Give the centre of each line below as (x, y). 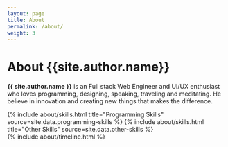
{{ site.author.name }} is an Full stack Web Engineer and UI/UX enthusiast (114, 87)
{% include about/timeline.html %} (56, 137)
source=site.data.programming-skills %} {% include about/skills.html (106, 122)
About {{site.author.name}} (89, 67)
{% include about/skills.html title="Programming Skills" (86, 114)
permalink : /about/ (35, 26)
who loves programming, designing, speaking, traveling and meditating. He (114, 94)
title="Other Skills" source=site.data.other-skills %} (80, 130)
